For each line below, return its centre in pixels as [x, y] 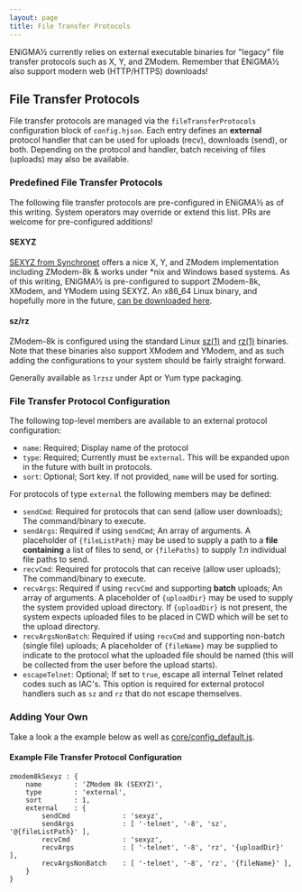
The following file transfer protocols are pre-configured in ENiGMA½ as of [146, 202]
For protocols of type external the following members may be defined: [141, 494]
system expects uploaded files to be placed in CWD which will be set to [155, 617]
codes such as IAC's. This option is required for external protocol [143, 684]
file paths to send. [56, 559]
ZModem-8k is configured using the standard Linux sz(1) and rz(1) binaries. [149, 341]
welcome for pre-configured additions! [81, 221]
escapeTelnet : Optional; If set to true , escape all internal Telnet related [153, 675]
